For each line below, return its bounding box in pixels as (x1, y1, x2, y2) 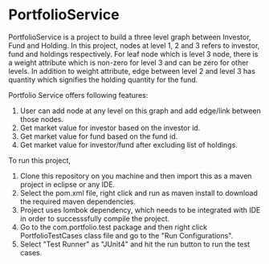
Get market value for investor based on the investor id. (19, 123, 201, 132)
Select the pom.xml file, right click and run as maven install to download (19, 188, 259, 197)
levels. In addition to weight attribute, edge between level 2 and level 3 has (8, 66, 255, 75)
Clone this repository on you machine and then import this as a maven (19, 171, 252, 181)
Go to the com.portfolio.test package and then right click (19, 222, 207, 232)
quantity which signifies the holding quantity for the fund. (8, 75, 198, 84)
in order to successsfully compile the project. (19, 213, 170, 223)
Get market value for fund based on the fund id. (19, 131, 178, 141)
